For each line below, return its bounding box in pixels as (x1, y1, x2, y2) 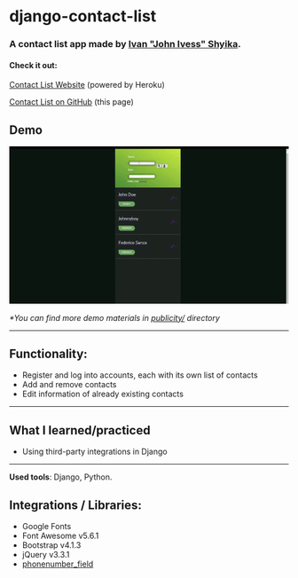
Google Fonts (21, 520, 72, 531)
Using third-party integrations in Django (21, 446, 168, 457)
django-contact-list (9, 6, 157, 27)
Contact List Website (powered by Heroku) (9, 80, 166, 90)
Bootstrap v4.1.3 (21, 539, 82, 551)
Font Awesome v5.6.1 (21, 530, 99, 541)
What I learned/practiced (9, 423, 151, 438)
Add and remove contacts (21, 379, 117, 390)
